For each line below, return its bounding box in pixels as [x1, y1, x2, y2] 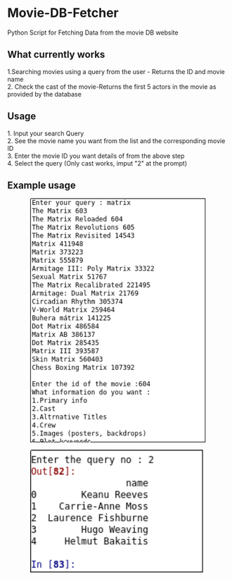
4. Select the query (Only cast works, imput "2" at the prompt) [7, 159, 188, 167]
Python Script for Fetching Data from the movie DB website [7, 28, 179, 37]
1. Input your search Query [7, 129, 84, 137]
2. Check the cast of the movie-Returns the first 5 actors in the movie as [7, 82, 217, 91]
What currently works [7, 49, 105, 61]
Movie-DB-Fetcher [7, 5, 120, 21]
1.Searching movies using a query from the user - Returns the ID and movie [7, 67, 225, 75]
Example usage [7, 179, 76, 191]
